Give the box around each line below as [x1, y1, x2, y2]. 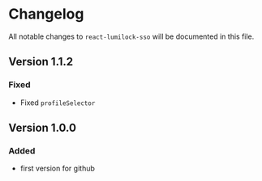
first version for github [19, 163, 96, 174]
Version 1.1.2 [8, 55, 74, 69]
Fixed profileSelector [19, 98, 96, 107]
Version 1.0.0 [8, 121, 77, 135]
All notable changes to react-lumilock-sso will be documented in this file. [8, 32, 255, 41]
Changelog [8, 5, 84, 23]
